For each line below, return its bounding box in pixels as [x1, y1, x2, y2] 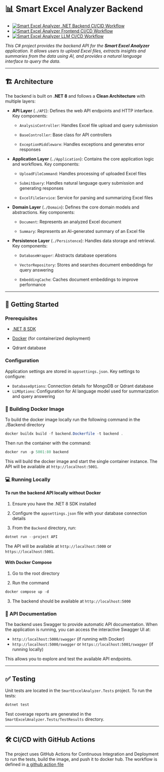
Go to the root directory [12, 570, 60, 576]
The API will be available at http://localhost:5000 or [5, 543, 112, 549]
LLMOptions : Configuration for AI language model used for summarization [12, 388, 159, 394]
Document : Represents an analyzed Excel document [19, 219, 122, 225]
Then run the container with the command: [5, 440, 91, 446]
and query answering [12, 393, 55, 399]
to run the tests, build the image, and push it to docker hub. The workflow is [5, 756, 158, 762]
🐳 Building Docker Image [5, 405, 64, 412]
